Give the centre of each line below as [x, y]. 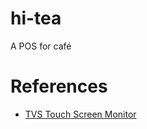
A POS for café [41, 46]
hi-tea [36, 18]
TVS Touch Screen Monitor [80, 114]
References [59, 86]
